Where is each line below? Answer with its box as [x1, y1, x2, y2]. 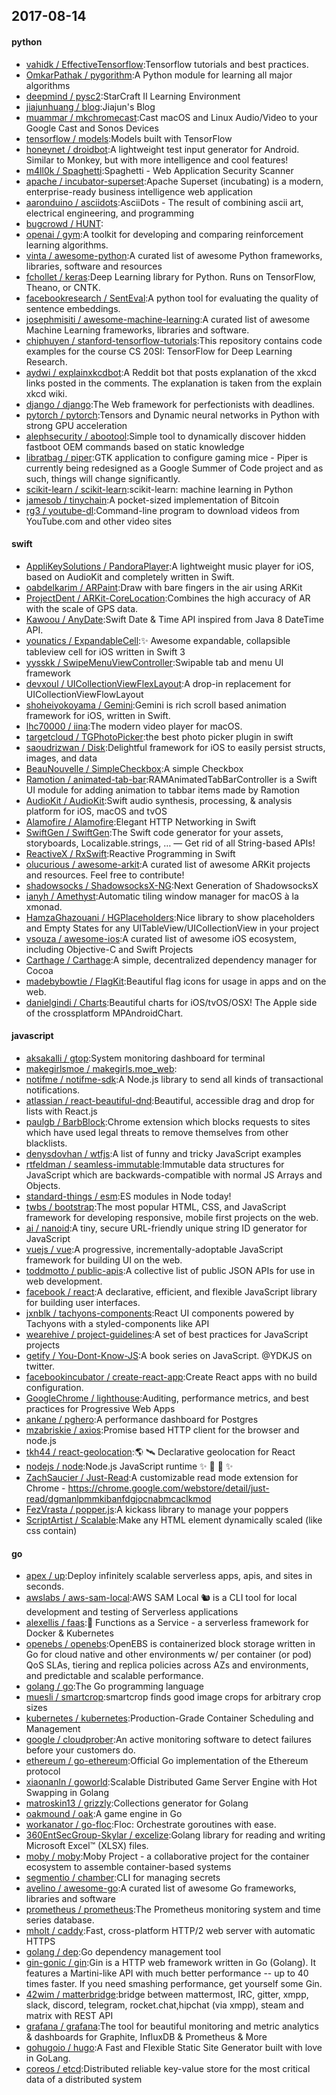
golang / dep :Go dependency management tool [25, 1946, 222, 1958]
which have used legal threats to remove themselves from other [25, 1127, 289, 1138]
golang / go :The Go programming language [25, 1680, 204, 1693]
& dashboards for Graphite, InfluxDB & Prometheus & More [25, 2031, 268, 2043]
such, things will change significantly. [25, 472, 181, 484]
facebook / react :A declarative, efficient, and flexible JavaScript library [25, 1286, 318, 1298]
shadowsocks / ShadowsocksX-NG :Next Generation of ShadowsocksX [25, 879, 319, 891]
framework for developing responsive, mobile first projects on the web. [25, 1212, 319, 1223]
